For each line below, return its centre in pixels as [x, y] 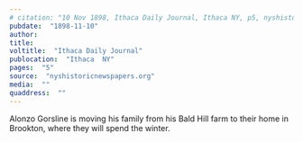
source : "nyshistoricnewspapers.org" [82, 76]
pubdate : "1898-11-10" [54, 26]
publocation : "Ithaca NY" [62, 59]
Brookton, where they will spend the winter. [90, 128]
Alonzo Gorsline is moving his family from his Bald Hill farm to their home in [149, 119]
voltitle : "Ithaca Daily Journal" [76, 51]
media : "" [30, 84]
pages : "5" [32, 68]
